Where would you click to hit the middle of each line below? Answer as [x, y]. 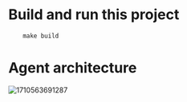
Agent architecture [73, 68]
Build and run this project [94, 15]
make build [41, 36]
